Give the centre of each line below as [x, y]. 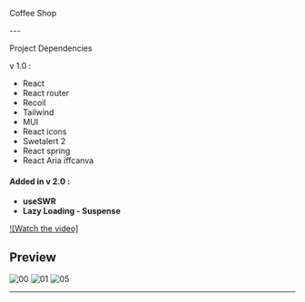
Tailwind [38, 112]
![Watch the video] [44, 229]
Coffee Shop [33, 13]
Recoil [34, 102]
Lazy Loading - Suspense [71, 211]
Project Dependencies [51, 48]
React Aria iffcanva [58, 161]
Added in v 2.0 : [40, 181]
